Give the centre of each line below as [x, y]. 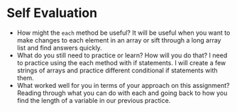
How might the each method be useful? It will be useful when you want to [123, 33]
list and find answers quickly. [59, 47]
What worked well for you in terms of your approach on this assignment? [123, 85]
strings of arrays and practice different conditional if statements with [117, 70]
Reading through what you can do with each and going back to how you [122, 93]
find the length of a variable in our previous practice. [94, 100]
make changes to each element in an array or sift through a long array [119, 40]
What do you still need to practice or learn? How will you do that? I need [122, 55]
